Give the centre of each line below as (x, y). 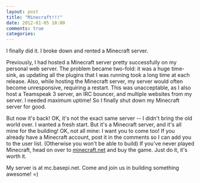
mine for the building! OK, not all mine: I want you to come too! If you (90, 131)
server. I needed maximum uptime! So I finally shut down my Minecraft (93, 100)
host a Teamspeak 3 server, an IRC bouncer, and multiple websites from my (99, 94)
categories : (21, 34)
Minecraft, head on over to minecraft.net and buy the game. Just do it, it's (97, 150)
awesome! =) (22, 174)
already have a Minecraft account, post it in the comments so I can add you (99, 137)
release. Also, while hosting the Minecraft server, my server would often (95, 82)
